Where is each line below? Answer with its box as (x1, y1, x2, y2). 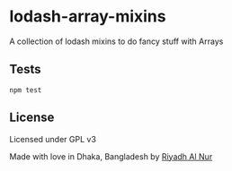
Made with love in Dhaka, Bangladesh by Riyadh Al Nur (9, 150, 213, 162)
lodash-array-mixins (9, 6, 166, 27)
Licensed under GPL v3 (9, 133, 97, 144)
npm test (9, 85, 42, 95)
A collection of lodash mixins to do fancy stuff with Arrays (9, 36, 224, 47)
